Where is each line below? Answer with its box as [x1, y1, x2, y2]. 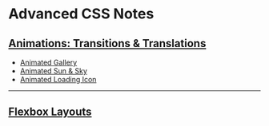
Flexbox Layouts [8, 105, 92, 119]
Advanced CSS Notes [8, 5, 155, 23]
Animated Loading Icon [19, 75, 97, 84]
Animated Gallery [19, 57, 78, 67]
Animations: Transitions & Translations [8, 37, 207, 50]
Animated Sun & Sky [19, 66, 88, 76]
